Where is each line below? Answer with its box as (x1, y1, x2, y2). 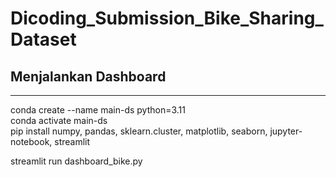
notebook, (10, 136, 53, 147)
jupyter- (269, 125, 303, 137)
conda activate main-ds (10, 115, 108, 126)
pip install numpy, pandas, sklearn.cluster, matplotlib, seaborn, (10, 125, 268, 137)
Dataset (10, 28, 77, 51)
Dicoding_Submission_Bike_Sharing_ (10, 7, 324, 30)
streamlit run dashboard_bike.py (10, 155, 143, 167)
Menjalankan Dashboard (10, 68, 167, 85)
